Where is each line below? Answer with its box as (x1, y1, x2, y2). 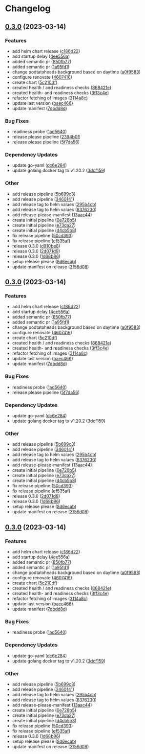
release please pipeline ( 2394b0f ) (12, 134, 81, 140)
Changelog (5, 3, 51, 14)
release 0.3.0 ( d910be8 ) (12, 243, 61, 249)
